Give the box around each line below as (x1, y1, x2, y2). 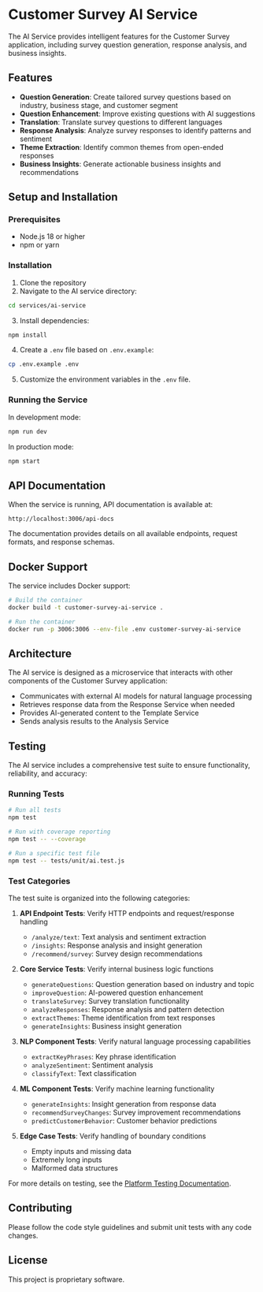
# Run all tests (8, 806, 61, 814)
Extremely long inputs (31, 1155, 102, 1164)
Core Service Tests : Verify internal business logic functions (19, 964, 214, 974)
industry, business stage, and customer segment (19, 100, 179, 110)
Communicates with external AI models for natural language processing (19, 691, 253, 701)
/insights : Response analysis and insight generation (31, 940, 202, 950)
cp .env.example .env (8, 360, 80, 368)
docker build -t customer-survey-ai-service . (8, 603, 164, 612)
